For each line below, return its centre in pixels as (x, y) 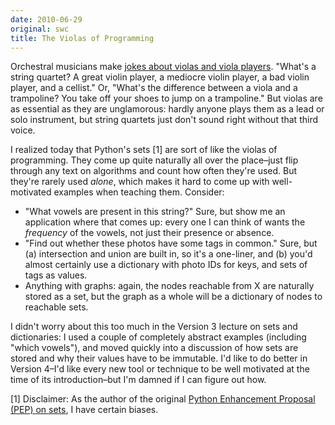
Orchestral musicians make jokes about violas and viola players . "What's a (163, 67)
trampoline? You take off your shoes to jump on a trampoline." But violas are (166, 98)
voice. (23, 130)
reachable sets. (56, 307)
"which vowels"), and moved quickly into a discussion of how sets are (154, 348)
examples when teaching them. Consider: (139, 192)
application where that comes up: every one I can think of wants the (165, 222)
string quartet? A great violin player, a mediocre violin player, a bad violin (160, 77)
